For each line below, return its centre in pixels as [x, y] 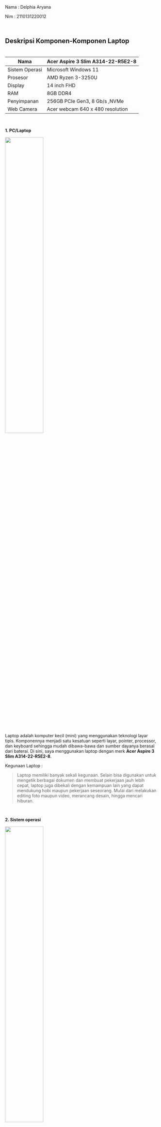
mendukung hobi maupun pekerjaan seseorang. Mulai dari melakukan [87, 790]
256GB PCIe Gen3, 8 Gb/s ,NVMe [85, 101]
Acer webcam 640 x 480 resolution [87, 109]
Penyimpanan [23, 101]
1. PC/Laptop [18, 130]
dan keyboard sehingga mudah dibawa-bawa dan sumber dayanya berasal [80, 746]
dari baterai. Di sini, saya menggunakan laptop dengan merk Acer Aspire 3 [80, 751]
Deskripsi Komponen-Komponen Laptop [67, 41]
